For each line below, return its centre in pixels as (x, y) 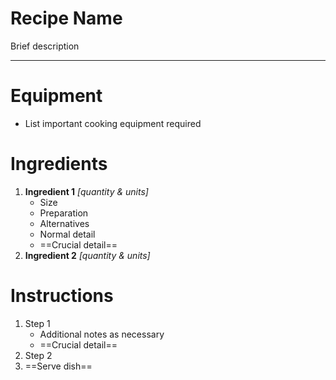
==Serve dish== (58, 366)
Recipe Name (66, 18)
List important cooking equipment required (113, 123)
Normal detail (67, 234)
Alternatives (64, 223)
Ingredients (59, 164)
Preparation (64, 213)
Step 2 (38, 355)
